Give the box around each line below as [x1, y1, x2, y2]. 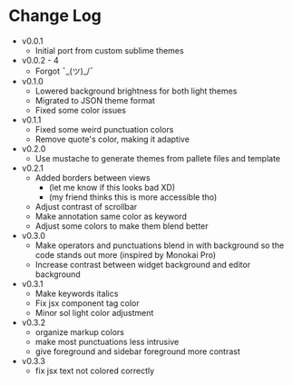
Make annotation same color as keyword [34, 211, 187, 222]
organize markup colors [34, 326, 124, 337]
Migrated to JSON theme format [34, 94, 156, 105]
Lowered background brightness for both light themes [34, 85, 238, 96]
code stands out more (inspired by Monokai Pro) [34, 249, 217, 260]
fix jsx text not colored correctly [34, 365, 155, 376]
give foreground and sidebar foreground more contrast [34, 346, 241, 357]
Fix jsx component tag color [34, 297, 140, 309]
